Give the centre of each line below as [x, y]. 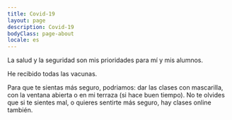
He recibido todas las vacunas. [52, 74]
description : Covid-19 [41, 27]
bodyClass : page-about [41, 34]
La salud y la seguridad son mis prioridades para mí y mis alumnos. [105, 60]
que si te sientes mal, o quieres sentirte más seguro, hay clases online [109, 102]
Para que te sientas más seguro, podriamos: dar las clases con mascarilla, [115, 88]
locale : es [23, 40]
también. [20, 110]
